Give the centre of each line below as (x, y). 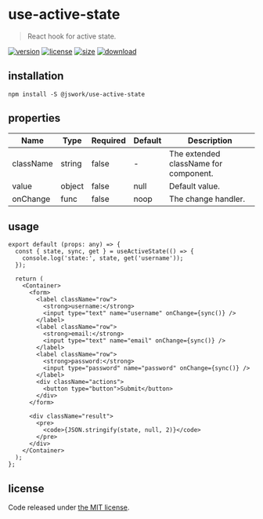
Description (210, 141)
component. (191, 173)
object (72, 186)
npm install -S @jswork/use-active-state (77, 94)
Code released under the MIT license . (69, 507)
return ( (29, 279)
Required (109, 141)
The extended (195, 153)
